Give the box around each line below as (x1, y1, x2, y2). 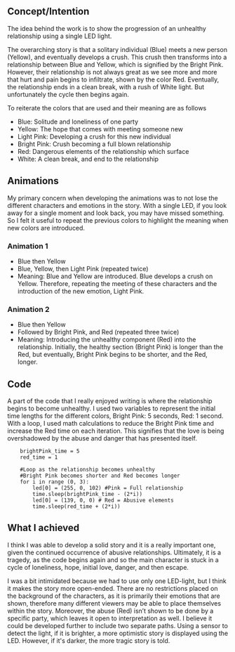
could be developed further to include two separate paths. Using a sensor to (7, 621, 228, 630)
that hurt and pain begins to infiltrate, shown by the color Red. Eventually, (7, 75, 220, 84)
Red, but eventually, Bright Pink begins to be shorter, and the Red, (17, 351, 208, 359)
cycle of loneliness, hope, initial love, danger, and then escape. (7, 563, 189, 571)
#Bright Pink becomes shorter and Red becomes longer (20, 472, 180, 480)
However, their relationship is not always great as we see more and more (7, 67, 217, 76)
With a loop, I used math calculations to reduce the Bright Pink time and (7, 419, 214, 428)
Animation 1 (7, 241, 48, 251)
